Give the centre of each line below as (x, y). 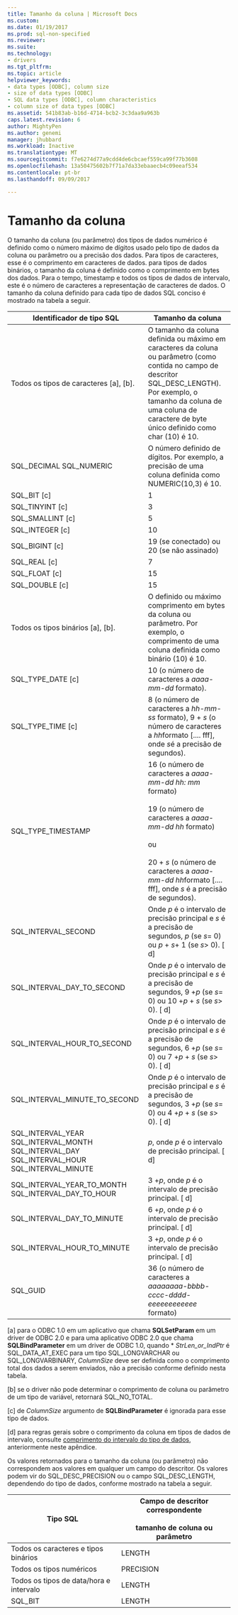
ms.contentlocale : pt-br (44, 172)
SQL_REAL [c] (34, 562)
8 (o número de (174, 699)
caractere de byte (177, 419)
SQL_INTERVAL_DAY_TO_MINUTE (67, 1218)
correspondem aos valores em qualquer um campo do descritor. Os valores (118, 1469)
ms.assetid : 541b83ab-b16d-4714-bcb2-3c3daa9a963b (84, 113)
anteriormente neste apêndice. (52, 1447)
